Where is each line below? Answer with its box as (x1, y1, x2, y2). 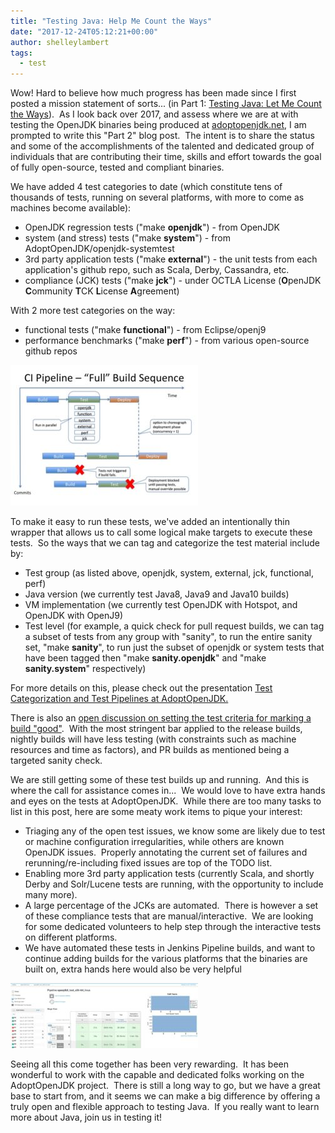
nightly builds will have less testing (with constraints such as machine (10, 733, 297, 745)
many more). (24, 889, 78, 901)
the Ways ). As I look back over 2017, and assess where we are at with (10, 108, 299, 120)
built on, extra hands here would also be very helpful (24, 963, 242, 975)
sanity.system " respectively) (24, 663, 147, 675)
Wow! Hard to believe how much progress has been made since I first (10, 87, 297, 99)
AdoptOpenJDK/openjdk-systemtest (24, 243, 175, 255)
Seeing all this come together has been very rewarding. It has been (10, 1058, 289, 1070)
